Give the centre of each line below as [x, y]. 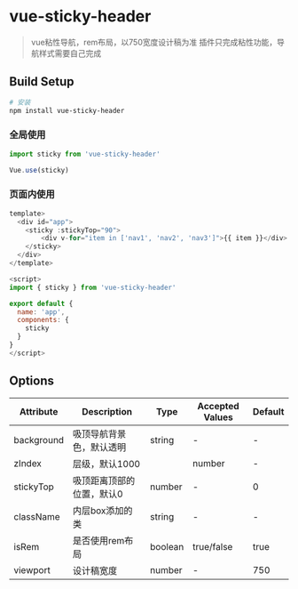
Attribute [39, 411]
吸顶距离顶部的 [104, 480]
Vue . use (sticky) [39, 170]
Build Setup [42, 82]
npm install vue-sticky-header [67, 110]
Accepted [218, 406]
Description [107, 411]
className [37, 516]
